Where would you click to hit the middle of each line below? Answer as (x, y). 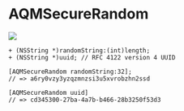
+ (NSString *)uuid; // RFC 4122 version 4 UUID (92, 57)
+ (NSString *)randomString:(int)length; (79, 50)
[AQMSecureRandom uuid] (49, 92)
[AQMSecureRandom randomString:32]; (70, 72)
